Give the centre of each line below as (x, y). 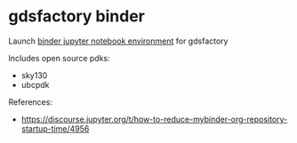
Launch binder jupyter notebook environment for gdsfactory (118, 41)
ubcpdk (35, 84)
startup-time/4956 (55, 128)
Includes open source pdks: (59, 58)
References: (30, 102)
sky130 (34, 75)
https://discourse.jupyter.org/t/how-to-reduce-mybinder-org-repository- (154, 119)
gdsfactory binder (77, 16)
